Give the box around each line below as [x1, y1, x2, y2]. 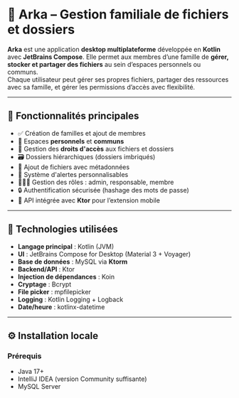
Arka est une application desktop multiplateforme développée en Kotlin [7, 45, 221, 53]
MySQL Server [17, 382, 61, 391]
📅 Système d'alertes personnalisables [17, 170, 129, 178]
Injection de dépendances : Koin [17, 272, 115, 281]
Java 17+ [17, 367, 44, 376]
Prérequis [7, 351, 42, 361]
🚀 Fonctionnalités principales [7, 110, 139, 122]
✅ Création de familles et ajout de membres [17, 129, 146, 137]
